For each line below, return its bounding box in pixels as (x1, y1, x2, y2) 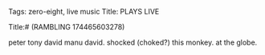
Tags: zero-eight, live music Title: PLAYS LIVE (8, 7, 160, 16)
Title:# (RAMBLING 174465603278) (8, 22, 125, 31)
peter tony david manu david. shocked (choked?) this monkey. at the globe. (8, 37, 258, 47)
